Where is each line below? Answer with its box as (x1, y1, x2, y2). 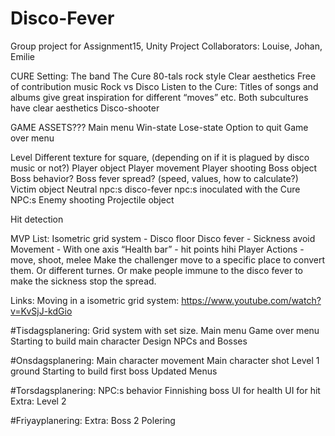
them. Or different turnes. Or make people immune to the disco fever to (10, 264, 303, 276)
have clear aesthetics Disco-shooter (10, 102, 160, 114)
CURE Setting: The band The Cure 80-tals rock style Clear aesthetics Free (10, 70, 317, 82)
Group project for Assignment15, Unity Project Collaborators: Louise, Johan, (10, 40, 323, 52)
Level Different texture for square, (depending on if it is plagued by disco (10, 151, 310, 163)
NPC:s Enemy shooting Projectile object (10, 193, 175, 206)
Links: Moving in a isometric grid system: (10, 294, 180, 306)
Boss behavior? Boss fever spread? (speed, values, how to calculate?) (10, 172, 299, 184)
